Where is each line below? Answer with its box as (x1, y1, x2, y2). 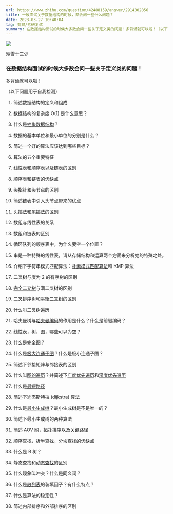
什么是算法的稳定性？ (13, 492, 59, 499)
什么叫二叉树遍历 (13, 307, 50, 313)
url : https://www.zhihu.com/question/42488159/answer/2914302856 (6, 7, 148, 13)
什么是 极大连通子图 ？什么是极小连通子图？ (13, 350, 104, 357)
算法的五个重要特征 (13, 154, 54, 160)
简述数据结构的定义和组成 (13, 100, 68, 106)
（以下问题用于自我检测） (6, 88, 60, 95)
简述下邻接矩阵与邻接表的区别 (13, 361, 76, 368)
